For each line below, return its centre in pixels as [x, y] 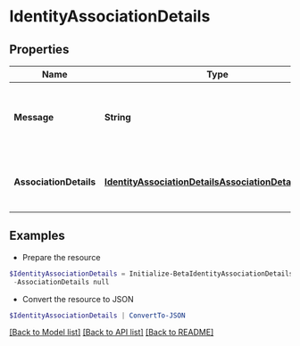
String [117, 117]
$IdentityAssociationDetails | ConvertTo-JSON [97, 315]
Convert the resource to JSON [78, 299]
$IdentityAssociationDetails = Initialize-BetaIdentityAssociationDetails [151, 274]
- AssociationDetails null [61, 282]
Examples [37, 236]
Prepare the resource [61, 257]
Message [34, 117]
